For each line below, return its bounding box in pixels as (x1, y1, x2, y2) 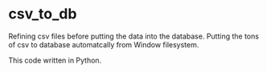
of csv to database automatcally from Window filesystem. (8, 39, 199, 49)
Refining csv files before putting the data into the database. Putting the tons (8, 31, 260, 41)
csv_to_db (8, 5, 77, 23)
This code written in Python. (8, 55, 102, 65)
